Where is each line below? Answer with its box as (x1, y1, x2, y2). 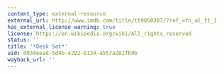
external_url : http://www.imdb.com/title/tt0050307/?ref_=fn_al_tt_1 (7, 17, 218, 24)
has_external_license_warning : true (7, 23, 116, 30)
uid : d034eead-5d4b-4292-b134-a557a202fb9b (7, 50, 138, 57)
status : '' (7, 37, 40, 44)
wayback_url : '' (7, 56, 55, 63)
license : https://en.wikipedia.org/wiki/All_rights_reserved (7, 30, 192, 37)
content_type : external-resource (7, 10, 106, 18)
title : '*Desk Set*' (7, 43, 69, 50)
